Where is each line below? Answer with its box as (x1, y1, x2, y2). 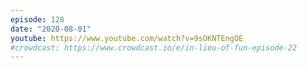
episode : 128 (10, 14, 65, 25)
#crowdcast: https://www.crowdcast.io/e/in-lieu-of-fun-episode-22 (10, 42, 298, 53)
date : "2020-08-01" (10, 24, 92, 34)
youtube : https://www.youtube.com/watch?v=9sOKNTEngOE (10, 33, 244, 43)
